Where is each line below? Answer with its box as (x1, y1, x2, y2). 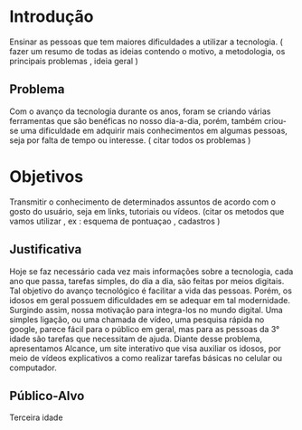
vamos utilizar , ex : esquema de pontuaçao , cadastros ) (9, 215, 221, 226)
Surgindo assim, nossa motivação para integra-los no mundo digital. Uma (9, 304, 283, 315)
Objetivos (9, 166, 84, 186)
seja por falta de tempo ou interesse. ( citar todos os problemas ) (9, 134, 251, 146)
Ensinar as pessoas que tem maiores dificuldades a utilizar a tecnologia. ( (9, 36, 283, 47)
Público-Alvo (9, 387, 85, 404)
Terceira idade (9, 412, 63, 423)
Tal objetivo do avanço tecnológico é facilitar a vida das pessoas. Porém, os (9, 285, 292, 296)
